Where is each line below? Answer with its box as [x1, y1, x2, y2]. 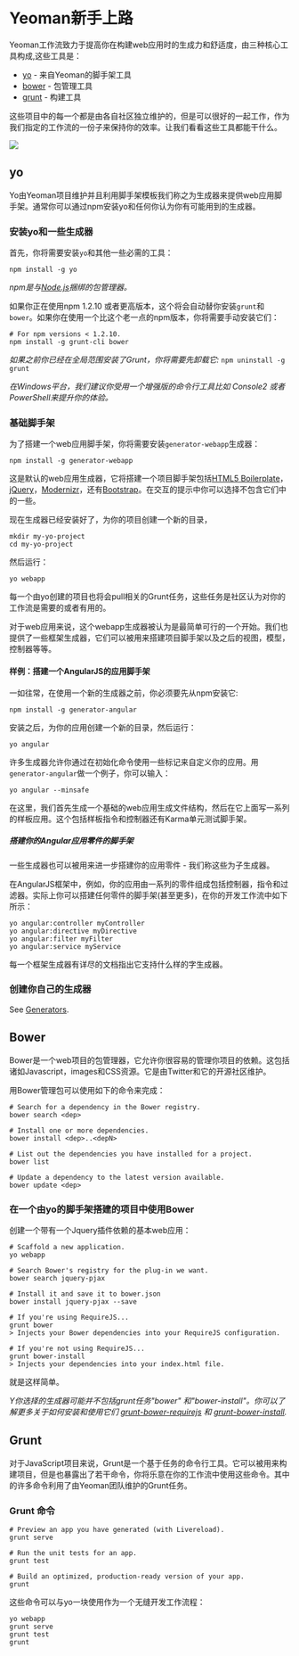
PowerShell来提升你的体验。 [9, 392, 113, 403]
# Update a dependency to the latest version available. [9, 1173, 225, 1182]
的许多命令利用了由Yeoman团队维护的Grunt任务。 [9, 1479, 193, 1490]
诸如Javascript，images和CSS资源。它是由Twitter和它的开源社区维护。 [9, 1066, 271, 1076]
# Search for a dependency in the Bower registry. [9, 1102, 201, 1111]
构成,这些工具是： [16, 50, 83, 61]
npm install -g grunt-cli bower [9, 338, 129, 347]
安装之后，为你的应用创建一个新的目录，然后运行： [9, 721, 197, 732]
